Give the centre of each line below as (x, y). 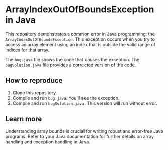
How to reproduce (34, 81)
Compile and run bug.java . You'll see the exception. (66, 98)
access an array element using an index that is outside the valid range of (80, 44)
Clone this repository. (35, 93)
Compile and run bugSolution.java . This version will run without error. (85, 103)
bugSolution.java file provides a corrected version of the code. (71, 65)
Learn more (24, 119)
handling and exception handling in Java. (48, 142)
